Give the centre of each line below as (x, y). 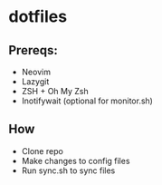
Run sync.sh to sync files (68, 170)
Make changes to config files (76, 161)
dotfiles (38, 17)
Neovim (36, 72)
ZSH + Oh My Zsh (55, 91)
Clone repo (43, 151)
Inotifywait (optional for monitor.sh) (87, 101)
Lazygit (35, 82)
